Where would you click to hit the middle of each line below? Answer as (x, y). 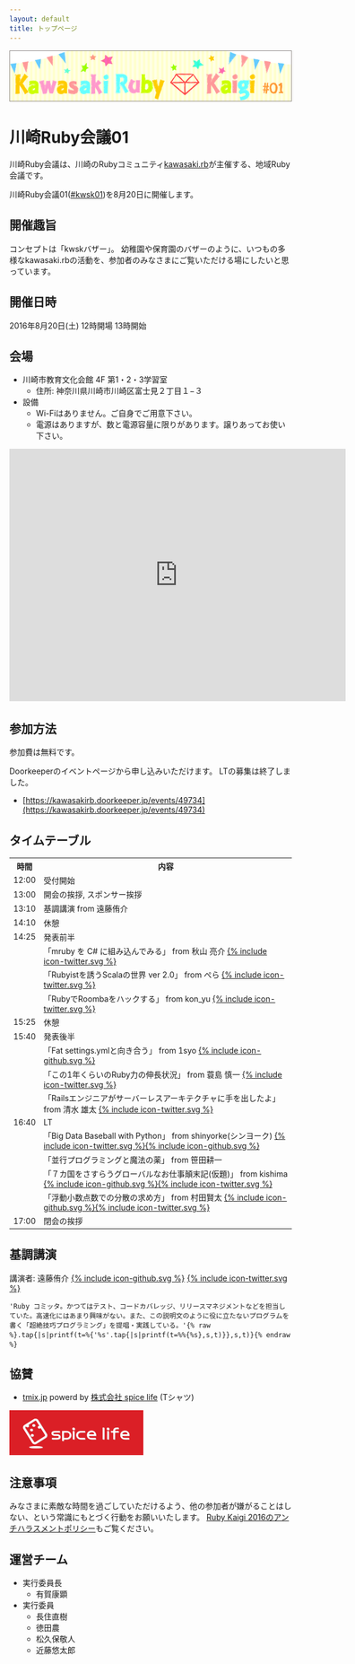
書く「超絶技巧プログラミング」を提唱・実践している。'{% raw (110, 1325)
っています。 (32, 271)
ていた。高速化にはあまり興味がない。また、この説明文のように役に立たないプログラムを (149, 1316)
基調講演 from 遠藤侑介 (86, 909)
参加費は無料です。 (44, 752)
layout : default (39, 19)
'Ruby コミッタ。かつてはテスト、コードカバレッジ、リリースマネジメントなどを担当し (147, 1306)
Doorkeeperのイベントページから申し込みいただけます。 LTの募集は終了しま (150, 771)
